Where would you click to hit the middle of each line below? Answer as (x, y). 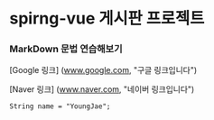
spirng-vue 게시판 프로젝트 (107, 18)
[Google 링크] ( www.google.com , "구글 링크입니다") (103, 70)
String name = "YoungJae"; (60, 106)
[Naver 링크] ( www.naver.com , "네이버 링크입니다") (102, 89)
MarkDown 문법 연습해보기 (66, 49)
